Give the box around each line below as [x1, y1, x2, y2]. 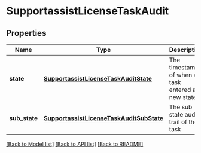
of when [169, 71, 193, 79]
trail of [169, 118, 187, 126]
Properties [6, 28, 47, 38]
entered [169, 85, 191, 94]
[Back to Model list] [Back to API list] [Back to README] [6, 140, 144, 148]
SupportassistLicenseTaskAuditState [44, 75, 153, 82]
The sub [169, 103, 193, 111]
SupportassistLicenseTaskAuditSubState [44, 114, 163, 122]
